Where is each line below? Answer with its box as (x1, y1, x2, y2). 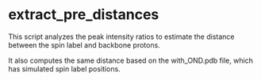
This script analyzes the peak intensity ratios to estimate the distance (8, 32, 235, 41)
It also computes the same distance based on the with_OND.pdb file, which (8, 56, 254, 65)
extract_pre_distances (8, 6, 159, 24)
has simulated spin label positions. (8, 64, 121, 73)
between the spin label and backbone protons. (8, 40, 160, 49)
